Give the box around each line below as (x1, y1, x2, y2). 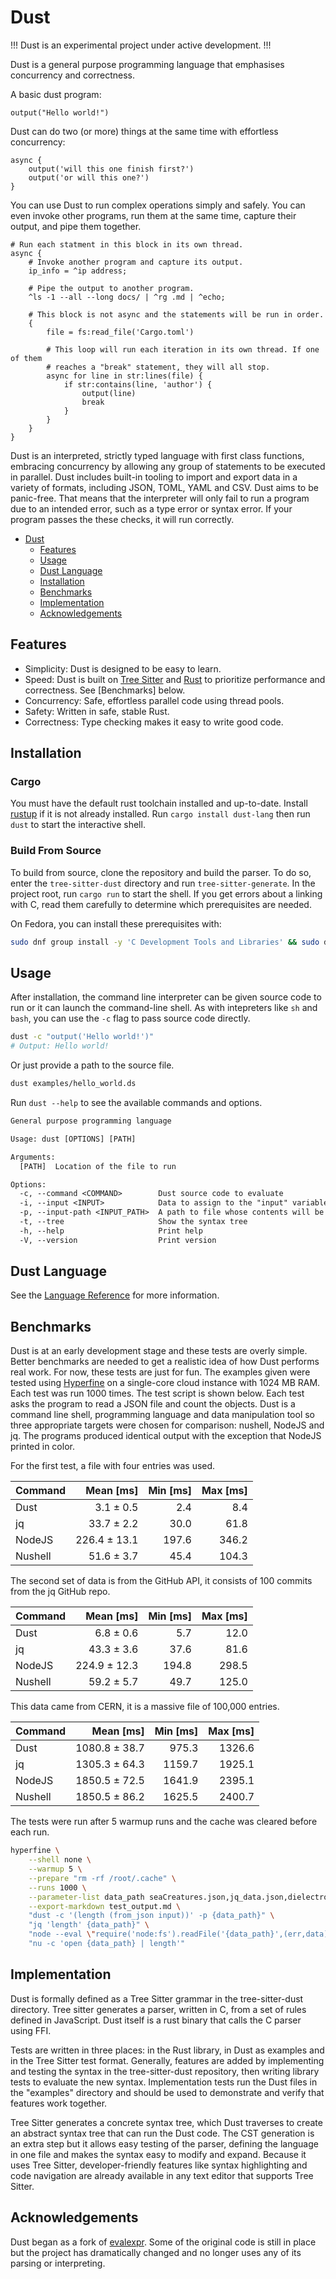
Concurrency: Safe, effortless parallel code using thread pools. (24, 694, 285, 706)
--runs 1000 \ (28, 1882, 87, 1893)
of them (10, 353, 43, 363)
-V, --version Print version (19, 1235, 217, 1245)
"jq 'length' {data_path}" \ (28, 1920, 150, 1930)
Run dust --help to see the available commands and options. (10, 1097, 263, 1109)
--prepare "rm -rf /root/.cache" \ (28, 1873, 177, 1883)
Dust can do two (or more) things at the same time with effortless (10, 125, 279, 137)
